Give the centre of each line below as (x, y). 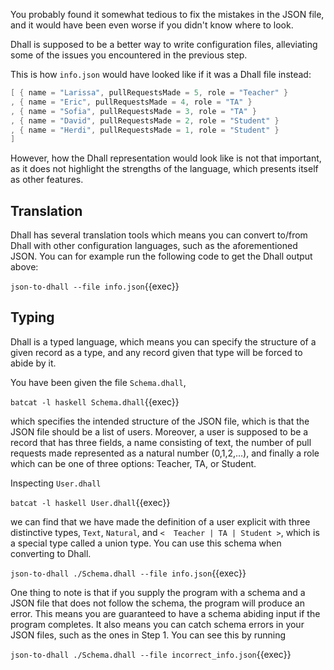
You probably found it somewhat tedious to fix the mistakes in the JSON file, (167, 14)
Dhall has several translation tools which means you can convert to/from (159, 235)
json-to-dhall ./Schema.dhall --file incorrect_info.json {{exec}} (151, 654)
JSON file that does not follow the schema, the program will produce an (158, 603)
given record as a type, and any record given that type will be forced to (156, 352)
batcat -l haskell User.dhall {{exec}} (90, 502)
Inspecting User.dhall (56, 483)
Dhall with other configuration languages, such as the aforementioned (154, 246)
